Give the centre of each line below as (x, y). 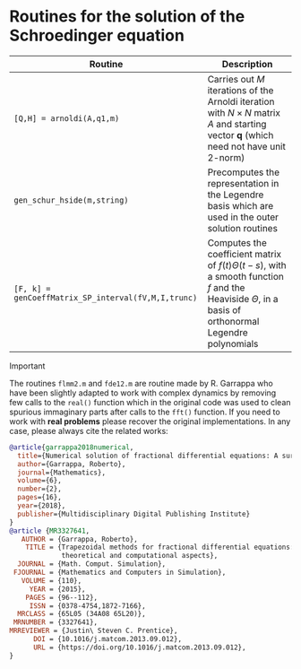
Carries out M (236, 79)
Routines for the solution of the (127, 17)
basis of (224, 309)
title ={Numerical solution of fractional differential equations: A (148, 456)
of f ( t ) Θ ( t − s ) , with (247, 265)
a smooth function (245, 276)
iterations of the (241, 90)
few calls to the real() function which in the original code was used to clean (150, 402)
